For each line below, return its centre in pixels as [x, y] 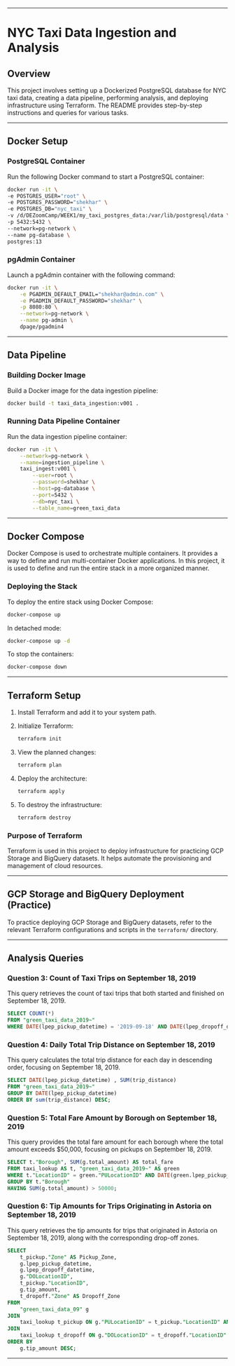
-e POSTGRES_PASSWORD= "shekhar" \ [58, 203]
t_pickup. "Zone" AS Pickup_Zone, [69, 1257]
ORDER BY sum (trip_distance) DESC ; [59, 1100]
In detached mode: [34, 628]
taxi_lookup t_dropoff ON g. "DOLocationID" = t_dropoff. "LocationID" [123, 1335]
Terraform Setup [44, 695]
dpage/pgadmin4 [42, 327]
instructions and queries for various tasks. [68, 113]
